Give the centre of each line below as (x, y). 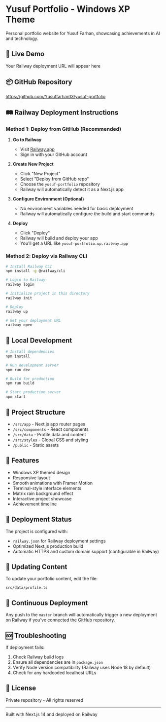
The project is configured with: (37, 531)
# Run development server (32, 365)
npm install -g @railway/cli (35, 271)
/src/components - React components (51, 429)
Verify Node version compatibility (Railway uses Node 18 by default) (82, 667)
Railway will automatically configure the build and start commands (87, 214)
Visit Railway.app (37, 150)
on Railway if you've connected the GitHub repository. (60, 620)
